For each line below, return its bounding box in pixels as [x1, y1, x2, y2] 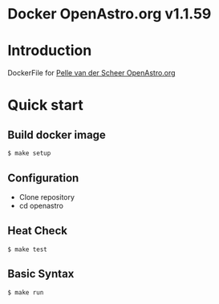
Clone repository [18, 192, 75, 201]
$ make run [7, 288, 44, 297]
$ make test [7, 245, 47, 253]
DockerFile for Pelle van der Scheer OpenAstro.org [7, 68, 176, 78]
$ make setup [7, 149, 51, 157]
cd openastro [18, 201, 63, 210]
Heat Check [7, 224, 67, 237]
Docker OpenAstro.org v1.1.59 [7, 5, 212, 23]
